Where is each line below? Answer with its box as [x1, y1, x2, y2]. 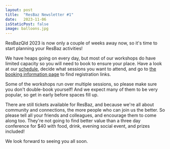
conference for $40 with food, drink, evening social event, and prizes [5, 123, 150, 129]
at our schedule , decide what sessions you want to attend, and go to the [5, 66, 156, 72]
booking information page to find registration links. [5, 71, 111, 77]
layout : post [5, 7, 33, 13]
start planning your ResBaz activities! [5, 45, 83, 52]
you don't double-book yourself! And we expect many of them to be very [5, 86, 158, 92]
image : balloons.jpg [5, 26, 49, 31]
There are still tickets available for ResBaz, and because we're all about [5, 102, 154, 108]
